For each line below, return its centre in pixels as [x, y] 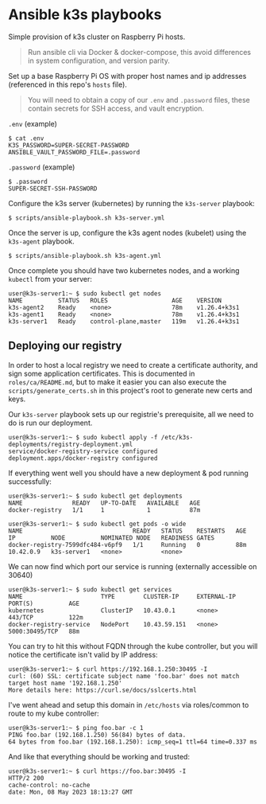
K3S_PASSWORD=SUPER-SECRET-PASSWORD [69, 145]
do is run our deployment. [50, 423]
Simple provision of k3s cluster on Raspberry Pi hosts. [97, 37]
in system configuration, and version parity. [99, 60]
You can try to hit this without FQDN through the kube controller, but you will [133, 646]
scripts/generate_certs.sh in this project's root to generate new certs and [130, 390]
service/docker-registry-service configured [83, 451]
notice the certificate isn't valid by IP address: [83, 654]
